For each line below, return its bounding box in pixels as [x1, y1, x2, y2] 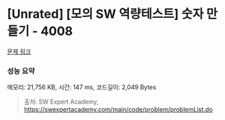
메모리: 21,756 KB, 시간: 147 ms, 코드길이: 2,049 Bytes [7, 83, 156, 91]
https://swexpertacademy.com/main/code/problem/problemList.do [23, 106, 213, 114]
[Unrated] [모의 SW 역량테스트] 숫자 [7, 6, 204, 22]
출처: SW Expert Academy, [23, 97, 99, 106]
